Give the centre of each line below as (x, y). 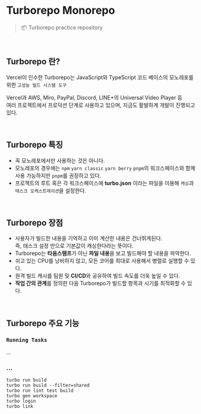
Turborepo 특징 (34, 145)
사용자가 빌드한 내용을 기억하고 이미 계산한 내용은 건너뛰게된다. (89, 238)
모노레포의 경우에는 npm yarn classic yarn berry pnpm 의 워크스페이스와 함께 (105, 168)
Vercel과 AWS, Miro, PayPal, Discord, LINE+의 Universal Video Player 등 (94, 97)
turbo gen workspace (32, 396)
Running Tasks (27, 340)
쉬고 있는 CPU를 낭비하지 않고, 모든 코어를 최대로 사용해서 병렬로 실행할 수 (102, 261)
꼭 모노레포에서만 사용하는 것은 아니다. (60, 160)
